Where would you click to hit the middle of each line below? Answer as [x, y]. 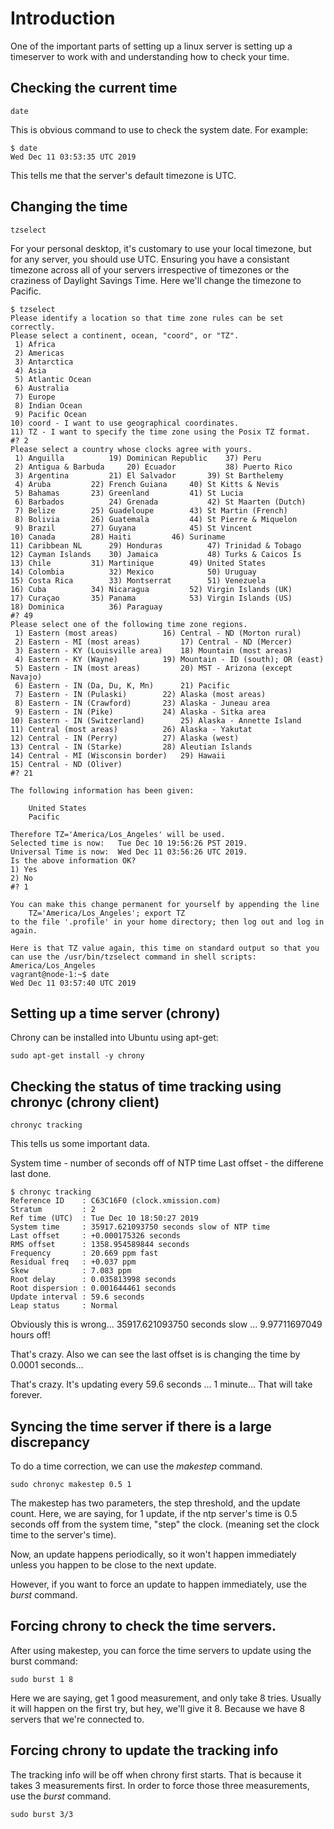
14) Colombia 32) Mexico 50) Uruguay [133, 572]
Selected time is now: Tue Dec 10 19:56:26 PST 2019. [129, 843]
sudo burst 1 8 [42, 1679]
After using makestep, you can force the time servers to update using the [161, 1650]
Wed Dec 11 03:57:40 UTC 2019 [73, 983]
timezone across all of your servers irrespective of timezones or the [150, 269]
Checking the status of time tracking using [146, 1086]
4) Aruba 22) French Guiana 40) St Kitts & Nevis [147, 484]
